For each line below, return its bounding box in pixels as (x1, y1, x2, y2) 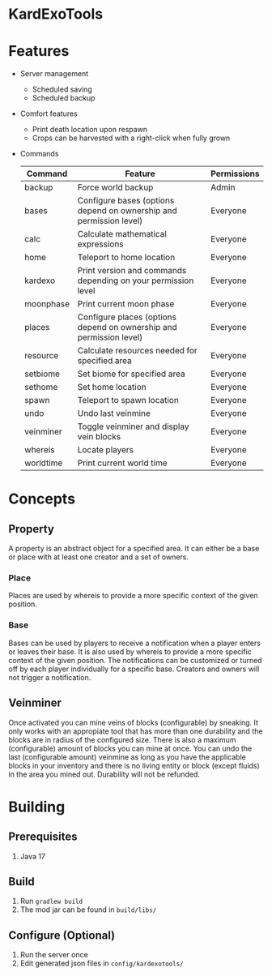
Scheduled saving (32, 84, 93, 94)
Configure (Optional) (8, 928, 116, 942)
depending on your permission (77, 275, 194, 286)
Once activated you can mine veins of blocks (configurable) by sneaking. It (8, 717, 259, 727)
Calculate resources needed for (77, 345, 198, 357)
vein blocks (77, 431, 121, 443)
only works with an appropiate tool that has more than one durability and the (8, 726, 263, 736)
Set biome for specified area (77, 368, 185, 379)
